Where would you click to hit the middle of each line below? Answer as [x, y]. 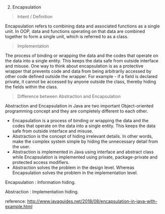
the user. [21, 147]
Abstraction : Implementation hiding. [42, 192]
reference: [16, 201]
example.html [19, 206]
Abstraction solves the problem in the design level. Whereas [73, 167]
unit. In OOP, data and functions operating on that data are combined [75, 31]
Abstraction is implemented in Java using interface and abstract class [83, 152]
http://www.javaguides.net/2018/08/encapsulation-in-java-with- [92, 201]
